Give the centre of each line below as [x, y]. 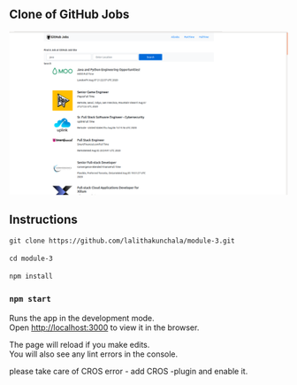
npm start [30, 299]
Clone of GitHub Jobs [69, 15]
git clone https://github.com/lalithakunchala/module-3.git [122, 241]
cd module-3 [31, 259]
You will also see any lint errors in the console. [94, 354]
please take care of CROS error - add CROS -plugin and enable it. [129, 371]
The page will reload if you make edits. [80, 344]
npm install [31, 277]
